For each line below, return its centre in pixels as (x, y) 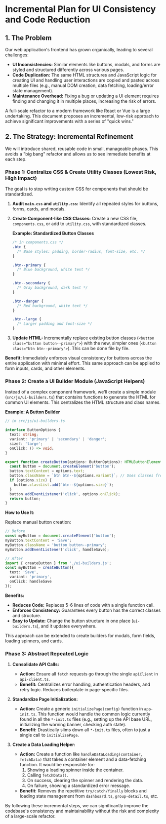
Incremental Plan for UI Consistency (81, 9)
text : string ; (24, 435)
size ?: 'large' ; (26, 444)
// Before (15, 531)
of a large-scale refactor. (30, 816)
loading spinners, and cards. (34, 641)
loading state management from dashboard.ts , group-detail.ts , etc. (89, 796)
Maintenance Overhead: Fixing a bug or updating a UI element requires (85, 96)
